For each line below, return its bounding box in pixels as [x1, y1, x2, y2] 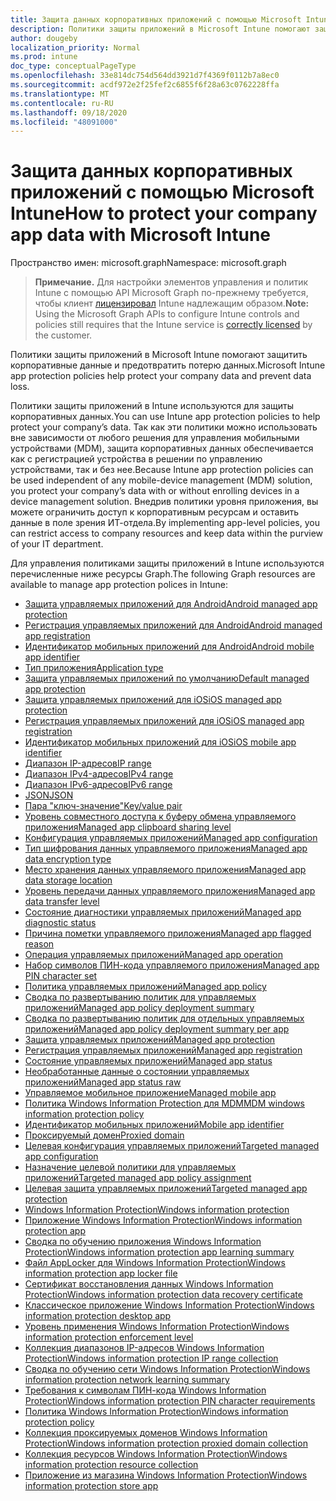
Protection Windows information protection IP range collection [24, 1352, 279, 1365]
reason [24, 938, 55, 950]
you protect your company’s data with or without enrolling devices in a [10, 485, 300, 497]
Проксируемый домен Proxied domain [24, 1129, 185, 1141]
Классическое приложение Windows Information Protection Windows [24, 1299, 315, 1311]
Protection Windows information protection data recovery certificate [24, 1289, 303, 1301]
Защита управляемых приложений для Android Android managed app [24, 598, 318, 610]
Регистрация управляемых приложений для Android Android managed [24, 619, 323, 631]
